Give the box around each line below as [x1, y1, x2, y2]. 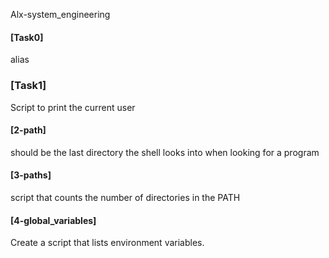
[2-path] [10, 124, 47, 136]
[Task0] [10, 31, 44, 43]
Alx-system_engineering [10, 9, 111, 20]
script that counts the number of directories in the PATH [10, 191, 241, 203]
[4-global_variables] [10, 214, 97, 226]
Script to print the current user [10, 101, 136, 113]
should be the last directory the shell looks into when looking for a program [10, 146, 320, 158]
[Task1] [10, 79, 47, 93]
